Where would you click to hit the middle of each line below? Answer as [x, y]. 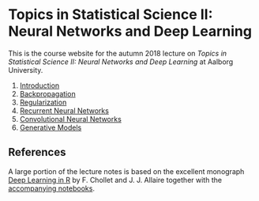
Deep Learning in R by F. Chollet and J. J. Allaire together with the [115, 180]
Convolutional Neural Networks [71, 119]
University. [26, 70]
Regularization [43, 102]
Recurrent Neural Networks [64, 110]
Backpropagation [48, 93]
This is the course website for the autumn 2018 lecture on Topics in [118, 53]
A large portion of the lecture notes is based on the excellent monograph [126, 171]
